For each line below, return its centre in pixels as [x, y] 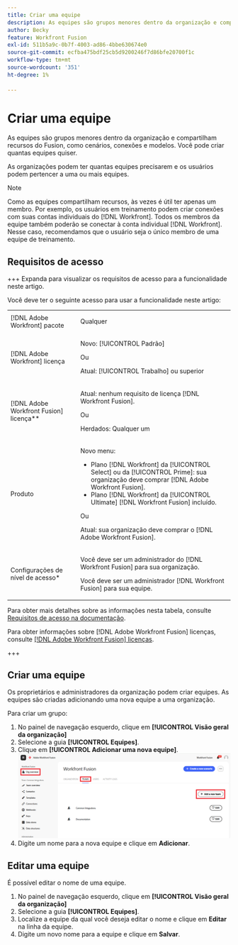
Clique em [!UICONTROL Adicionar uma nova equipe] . [98, 750]
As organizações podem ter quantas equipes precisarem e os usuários [110, 167]
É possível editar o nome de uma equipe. [67, 883]
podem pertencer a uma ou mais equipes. [68, 175]
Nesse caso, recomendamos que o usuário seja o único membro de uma [113, 232]
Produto [22, 494]
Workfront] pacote [37, 325]
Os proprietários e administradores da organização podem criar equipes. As [118, 692]
